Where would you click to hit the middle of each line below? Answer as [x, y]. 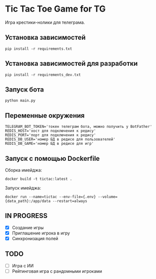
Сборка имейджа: [24, 170]
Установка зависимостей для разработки [71, 64]
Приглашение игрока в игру [41, 233]
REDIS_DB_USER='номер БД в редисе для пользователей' [60, 139]
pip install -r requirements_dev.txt [43, 75]
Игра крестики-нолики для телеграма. [45, 22]
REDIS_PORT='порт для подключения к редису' [50, 135]
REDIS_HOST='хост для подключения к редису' [50, 131]
